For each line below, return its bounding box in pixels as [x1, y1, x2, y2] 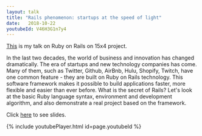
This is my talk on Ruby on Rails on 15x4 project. [6, 42, 128, 50]
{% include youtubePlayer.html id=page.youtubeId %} [6, 123, 142, 131]
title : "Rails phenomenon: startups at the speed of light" [6, 15, 162, 21]
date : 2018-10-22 [6, 20, 56, 26]
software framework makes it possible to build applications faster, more [6, 80, 186, 87]
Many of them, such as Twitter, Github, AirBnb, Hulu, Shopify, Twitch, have [6, 67, 193, 75]
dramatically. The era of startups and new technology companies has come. [6, 61, 197, 68]
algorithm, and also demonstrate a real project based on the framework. [6, 100, 187, 107]
